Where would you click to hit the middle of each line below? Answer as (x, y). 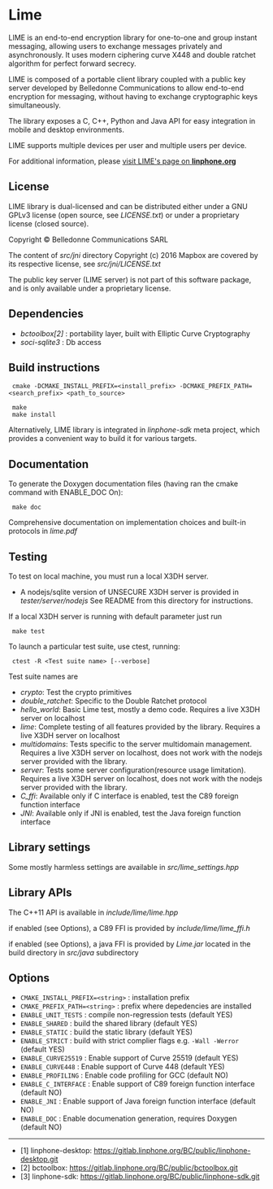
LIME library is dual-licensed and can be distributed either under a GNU (128, 206)
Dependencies (46, 314)
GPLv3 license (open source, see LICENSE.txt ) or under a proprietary (124, 215)
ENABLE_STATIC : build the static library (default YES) (106, 1032)
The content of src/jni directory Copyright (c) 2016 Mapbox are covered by (133, 255)
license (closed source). (49, 223)
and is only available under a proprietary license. (90, 288)
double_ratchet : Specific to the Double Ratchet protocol (113, 701)
